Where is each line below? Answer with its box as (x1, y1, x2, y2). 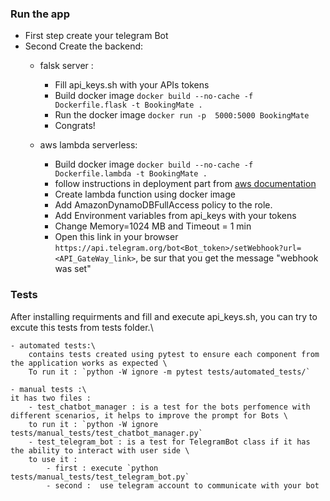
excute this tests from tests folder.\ (10, 321, 154, 333)
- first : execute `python (46, 463, 159, 473)
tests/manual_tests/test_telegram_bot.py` (10, 472, 190, 482)
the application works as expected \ (10, 358, 168, 368)
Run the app (10, 7, 70, 21)
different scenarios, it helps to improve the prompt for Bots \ (10, 410, 288, 421)
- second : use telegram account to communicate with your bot (46, 480, 320, 491)
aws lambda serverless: (39, 139, 138, 151)
